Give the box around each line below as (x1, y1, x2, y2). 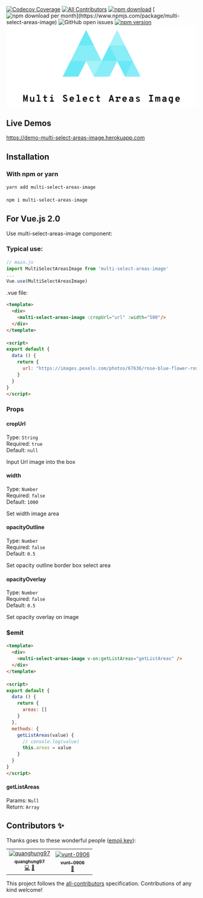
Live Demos (6, 118, 51, 128)
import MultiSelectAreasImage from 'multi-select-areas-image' (6, 266, 169, 272)
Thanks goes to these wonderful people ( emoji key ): (6, 836, 137, 844)
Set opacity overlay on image (6, 614, 79, 621)
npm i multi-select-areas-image (6, 197, 88, 203)
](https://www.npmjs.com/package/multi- (76, 12, 180, 19)
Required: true (6, 440, 43, 447)
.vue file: (6, 289, 28, 297)
